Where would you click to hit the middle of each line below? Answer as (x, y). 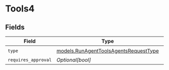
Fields (15, 27)
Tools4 (20, 9)
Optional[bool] (74, 60)
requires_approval (30, 60)
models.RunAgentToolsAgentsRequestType (108, 50)
